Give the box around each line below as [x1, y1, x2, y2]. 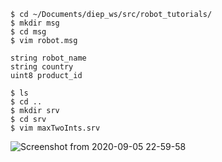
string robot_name [10, 53, 87, 63]
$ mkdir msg [10, 18, 60, 28]
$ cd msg [10, 27, 47, 37]
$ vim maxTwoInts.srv [10, 123, 101, 133]
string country [10, 62, 74, 72]
